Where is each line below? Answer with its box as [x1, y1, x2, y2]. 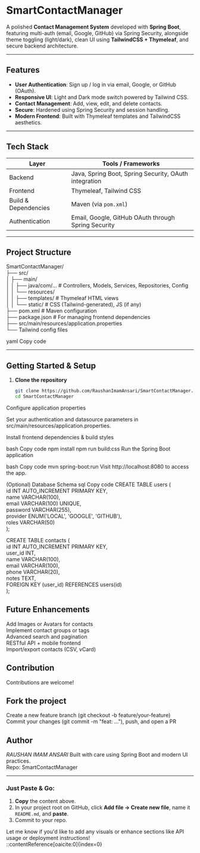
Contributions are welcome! [6, 679, 74, 686]
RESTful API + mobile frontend [6, 639, 82, 646]
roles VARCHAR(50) [6, 518, 55, 526]
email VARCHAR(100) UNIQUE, [6, 499, 82, 507]
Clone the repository [14, 376, 67, 384]
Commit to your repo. [14, 817, 67, 824]
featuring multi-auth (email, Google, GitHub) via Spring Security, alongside [6, 29, 189, 36]
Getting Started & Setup [6, 361, 96, 371]
